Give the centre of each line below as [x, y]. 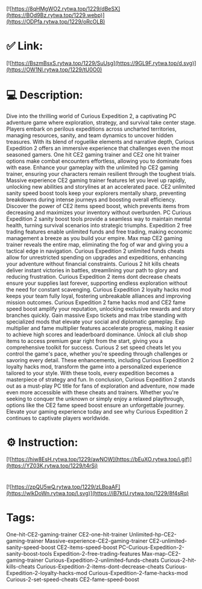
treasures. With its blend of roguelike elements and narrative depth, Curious [100, 142]
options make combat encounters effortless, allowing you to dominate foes [99, 161]
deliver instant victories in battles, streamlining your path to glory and [93, 270]
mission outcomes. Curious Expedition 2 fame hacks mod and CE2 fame [96, 302]
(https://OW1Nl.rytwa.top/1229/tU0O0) [54, 70]
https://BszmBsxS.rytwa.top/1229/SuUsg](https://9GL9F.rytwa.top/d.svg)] [104, 63]
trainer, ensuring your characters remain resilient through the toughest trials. [101, 174]
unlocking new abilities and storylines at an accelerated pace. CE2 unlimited [101, 186]
